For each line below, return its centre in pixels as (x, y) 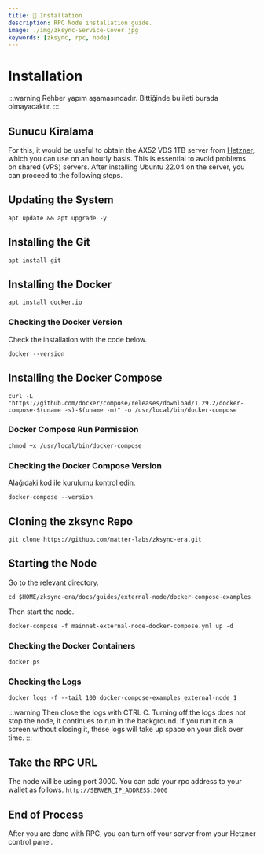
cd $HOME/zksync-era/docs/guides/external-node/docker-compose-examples (130, 597)
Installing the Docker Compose (85, 378)
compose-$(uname (35, 410)
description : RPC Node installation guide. (81, 23)
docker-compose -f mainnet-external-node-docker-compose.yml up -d (121, 626)
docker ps (24, 662)
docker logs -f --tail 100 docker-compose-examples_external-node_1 (123, 698)
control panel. (31, 841)
